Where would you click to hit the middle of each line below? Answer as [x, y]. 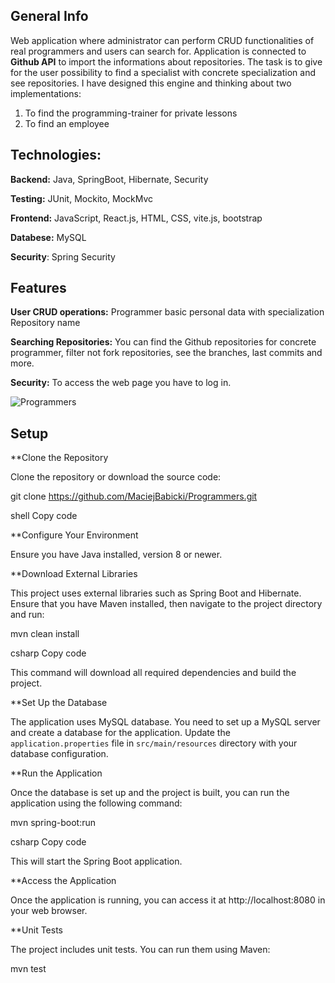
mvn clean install [45, 634]
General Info [49, 16]
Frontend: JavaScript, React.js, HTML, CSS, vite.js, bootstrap [136, 218]
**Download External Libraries [74, 574]
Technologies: [56, 155]
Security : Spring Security [63, 256]
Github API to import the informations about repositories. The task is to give [166, 61]
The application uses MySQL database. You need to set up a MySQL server [165, 722]
